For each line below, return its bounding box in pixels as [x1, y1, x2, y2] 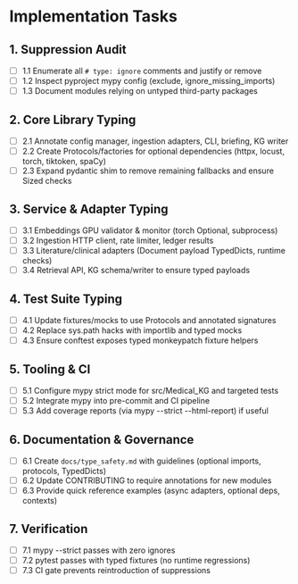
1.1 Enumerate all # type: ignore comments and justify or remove [21, 65, 262, 76]
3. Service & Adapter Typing [9, 201, 169, 216]
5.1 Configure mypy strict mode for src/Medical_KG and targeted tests [21, 386, 279, 396]
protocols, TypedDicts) [21, 466, 107, 477]
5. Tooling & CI [9, 362, 91, 377]
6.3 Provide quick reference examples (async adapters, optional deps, [21, 485, 280, 496]
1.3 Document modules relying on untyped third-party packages [21, 86, 259, 96]
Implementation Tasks [9, 6, 178, 27]
